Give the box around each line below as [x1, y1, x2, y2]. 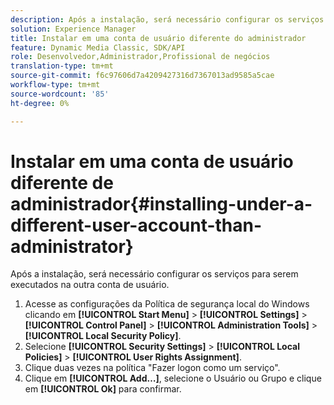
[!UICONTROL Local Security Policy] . [24, 330, 182, 342]
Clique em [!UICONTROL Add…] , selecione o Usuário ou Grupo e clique [24, 372, 322, 385]
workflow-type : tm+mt [10, 80, 101, 90]
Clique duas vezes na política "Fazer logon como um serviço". [24, 362, 281, 374]
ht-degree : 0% [10, 98, 70, 108]
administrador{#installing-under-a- [10, 192, 313, 215]
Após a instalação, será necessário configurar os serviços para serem [10, 268, 299, 280]
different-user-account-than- [10, 214, 263, 236]
